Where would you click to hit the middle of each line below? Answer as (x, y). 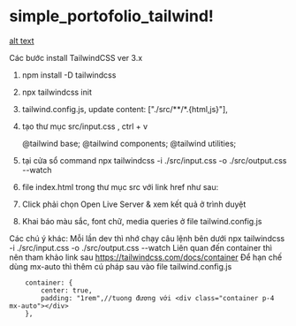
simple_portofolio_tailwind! (112, 16)
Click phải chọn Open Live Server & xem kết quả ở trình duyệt (134, 204)
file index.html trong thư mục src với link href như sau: (120, 186)
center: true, (67, 290)
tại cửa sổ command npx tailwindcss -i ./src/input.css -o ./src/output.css (154, 160)
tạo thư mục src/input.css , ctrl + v (85, 126)
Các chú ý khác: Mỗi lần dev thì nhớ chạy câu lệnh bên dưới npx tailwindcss (147, 238)
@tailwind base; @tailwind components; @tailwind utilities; (129, 143)
